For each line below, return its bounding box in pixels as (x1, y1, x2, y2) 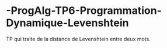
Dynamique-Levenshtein (6, 16, 129, 29)
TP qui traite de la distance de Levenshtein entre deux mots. (6, 35, 151, 42)
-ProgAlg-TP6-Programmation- (6, 4, 162, 17)
